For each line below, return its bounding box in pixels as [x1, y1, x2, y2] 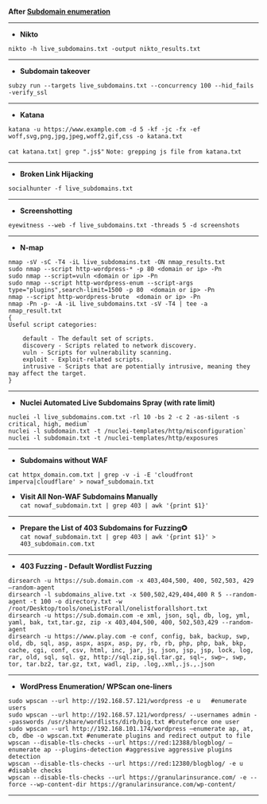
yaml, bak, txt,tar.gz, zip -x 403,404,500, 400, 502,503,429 [8, 619, 219, 627]
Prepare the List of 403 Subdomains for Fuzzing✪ [19, 523, 188, 532]
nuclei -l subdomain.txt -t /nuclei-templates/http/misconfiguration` [8, 427, 247, 435]
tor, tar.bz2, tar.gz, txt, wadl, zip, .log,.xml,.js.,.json [8, 660, 215, 668]
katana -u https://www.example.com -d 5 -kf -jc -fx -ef [8, 126, 201, 134]
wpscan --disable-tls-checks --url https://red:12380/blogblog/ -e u [8, 759, 244, 767]
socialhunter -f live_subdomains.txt [8, 184, 133, 192]
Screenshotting [19, 206, 73, 216]
